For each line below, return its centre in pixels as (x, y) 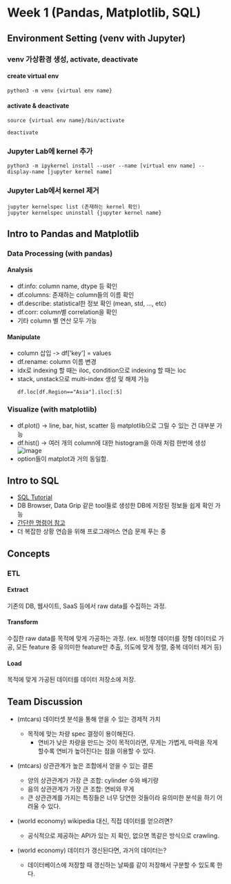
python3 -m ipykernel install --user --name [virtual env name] (101, 166)
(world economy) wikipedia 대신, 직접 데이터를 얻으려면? (95, 821)
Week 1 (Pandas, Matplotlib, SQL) (104, 13)
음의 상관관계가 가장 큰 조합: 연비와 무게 (81, 789)
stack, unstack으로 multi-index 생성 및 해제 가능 (83, 379)
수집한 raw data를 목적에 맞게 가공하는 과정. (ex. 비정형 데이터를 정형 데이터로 (112, 638)
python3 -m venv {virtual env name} (60, 90)
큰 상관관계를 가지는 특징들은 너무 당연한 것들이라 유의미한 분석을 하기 (121, 798)
